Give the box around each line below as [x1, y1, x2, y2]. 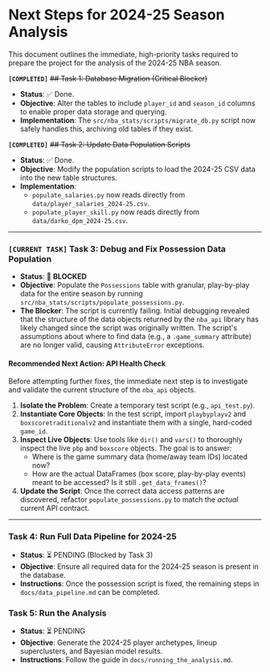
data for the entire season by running [19, 288, 143, 299]
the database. [19, 570, 66, 579]
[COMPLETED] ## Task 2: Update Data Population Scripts [8, 139, 191, 149]
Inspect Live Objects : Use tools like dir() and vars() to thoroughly [19, 435, 243, 445]
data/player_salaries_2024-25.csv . [31, 198, 150, 208]
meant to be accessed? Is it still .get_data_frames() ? [31, 478, 207, 487]
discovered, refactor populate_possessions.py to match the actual [19, 495, 239, 504]
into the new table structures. [19, 172, 118, 182]
